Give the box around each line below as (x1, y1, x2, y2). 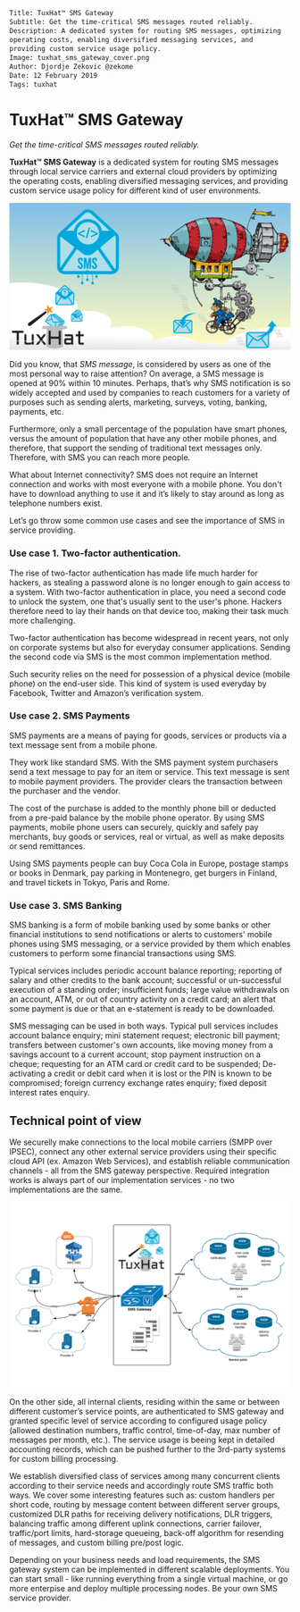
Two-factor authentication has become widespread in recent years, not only (9, 632, 289, 642)
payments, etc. (9, 407, 64, 417)
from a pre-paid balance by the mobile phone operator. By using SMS (9, 812, 265, 823)
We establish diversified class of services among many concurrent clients (9, 1470, 281, 1482)
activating (9, 1068, 46, 1079)
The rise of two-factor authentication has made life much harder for (9, 567, 259, 578)
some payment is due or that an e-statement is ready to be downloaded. (9, 1003, 275, 1014)
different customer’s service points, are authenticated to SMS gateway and (9, 1406, 284, 1416)
